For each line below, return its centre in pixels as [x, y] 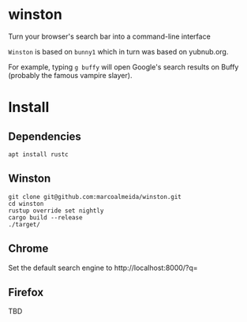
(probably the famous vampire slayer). [70, 75]
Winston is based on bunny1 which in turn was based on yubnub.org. [118, 51]
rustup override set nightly [56, 211]
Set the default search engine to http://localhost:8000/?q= [103, 268]
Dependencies [45, 136]
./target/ [24, 224]
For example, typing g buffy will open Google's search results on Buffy [123, 67]
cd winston [26, 204]
